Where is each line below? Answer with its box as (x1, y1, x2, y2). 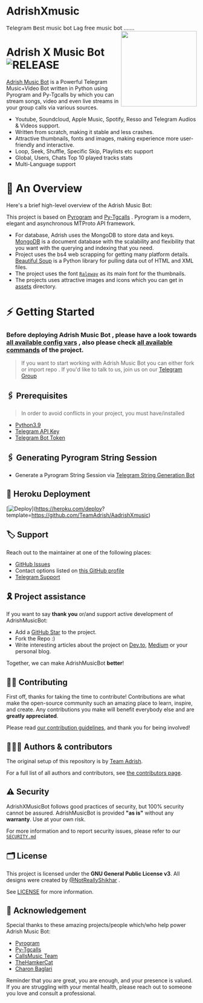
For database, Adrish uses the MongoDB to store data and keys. (14, 231, 175, 239)
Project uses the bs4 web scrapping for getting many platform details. (14, 251, 189, 258)
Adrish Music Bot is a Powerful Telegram (6, 78, 108, 85)
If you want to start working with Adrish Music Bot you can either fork (21, 359, 195, 367)
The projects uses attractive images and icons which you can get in (14, 276, 183, 283)
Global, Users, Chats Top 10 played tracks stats (14, 154, 133, 161)
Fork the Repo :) (14, 635, 56, 642)
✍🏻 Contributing (6, 677, 68, 687)
